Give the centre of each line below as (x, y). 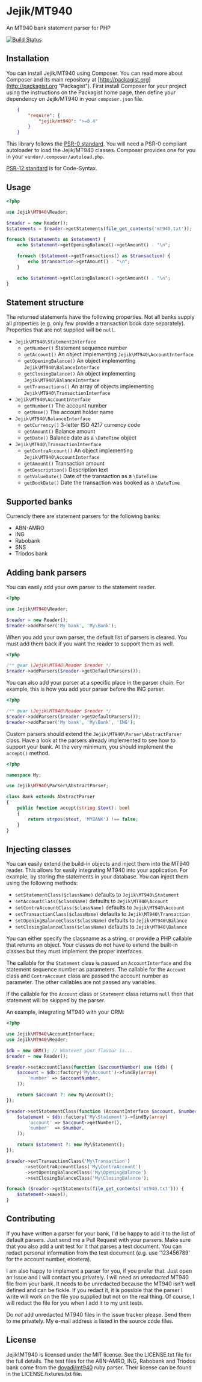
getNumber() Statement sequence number (75, 348)
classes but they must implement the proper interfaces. (75, 952)
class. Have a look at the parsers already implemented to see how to (91, 740)
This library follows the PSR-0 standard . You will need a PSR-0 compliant (97, 144)
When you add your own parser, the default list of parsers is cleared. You (97, 637)
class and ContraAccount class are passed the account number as (87, 976)
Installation (28, 59)
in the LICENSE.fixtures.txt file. (44, 1374)
